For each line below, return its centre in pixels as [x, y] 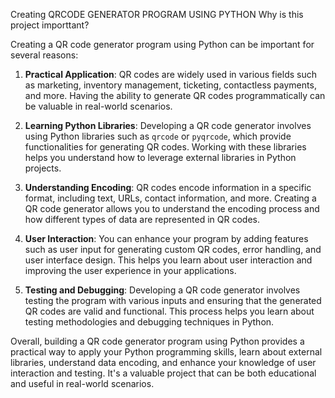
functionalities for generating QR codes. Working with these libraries [165, 147]
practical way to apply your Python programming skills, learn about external [166, 352]
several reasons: [44, 55]
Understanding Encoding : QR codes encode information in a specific [168, 187]
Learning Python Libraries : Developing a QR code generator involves [168, 125]
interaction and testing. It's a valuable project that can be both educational [163, 373]
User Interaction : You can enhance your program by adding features [166, 238]
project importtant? [50, 25]
